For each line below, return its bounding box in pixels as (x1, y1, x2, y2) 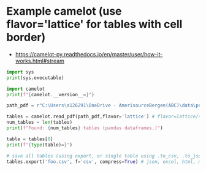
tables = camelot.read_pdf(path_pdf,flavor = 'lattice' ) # (6, 113, 155, 120)
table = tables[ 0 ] (6, 136, 53, 142)
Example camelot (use (6, 4, 122, 18)
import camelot (6, 86, 45, 92)
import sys (6, 69, 34, 75)
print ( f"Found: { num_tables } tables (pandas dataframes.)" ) (6, 125, 164, 131)
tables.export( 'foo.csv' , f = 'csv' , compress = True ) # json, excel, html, (6, 158, 196, 165)
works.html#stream (15, 57, 64, 64)
